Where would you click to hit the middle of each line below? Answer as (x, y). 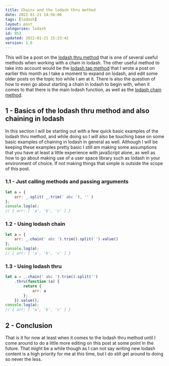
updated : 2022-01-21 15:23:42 (37, 38)
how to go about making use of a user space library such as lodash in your (83, 158)
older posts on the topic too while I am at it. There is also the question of (80, 78)
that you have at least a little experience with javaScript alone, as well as (80, 152)
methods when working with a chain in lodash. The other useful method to (82, 63)
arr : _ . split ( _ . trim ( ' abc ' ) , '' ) (54, 197)
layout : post (19, 24)
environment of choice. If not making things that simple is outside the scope (84, 163)
